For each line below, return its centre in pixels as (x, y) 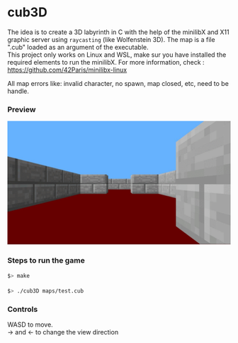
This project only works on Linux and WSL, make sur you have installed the (117, 55)
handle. (18, 91)
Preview (22, 109)
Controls (23, 309)
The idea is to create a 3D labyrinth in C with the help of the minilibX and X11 (118, 32)
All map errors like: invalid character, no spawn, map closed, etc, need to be (118, 83)
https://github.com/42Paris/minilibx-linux (67, 70)
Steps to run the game (46, 260)
